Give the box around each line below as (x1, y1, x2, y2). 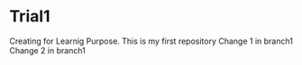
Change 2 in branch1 (9, 45, 86, 55)
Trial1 (9, 6, 51, 27)
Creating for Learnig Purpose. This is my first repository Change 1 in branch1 (9, 36, 293, 46)
